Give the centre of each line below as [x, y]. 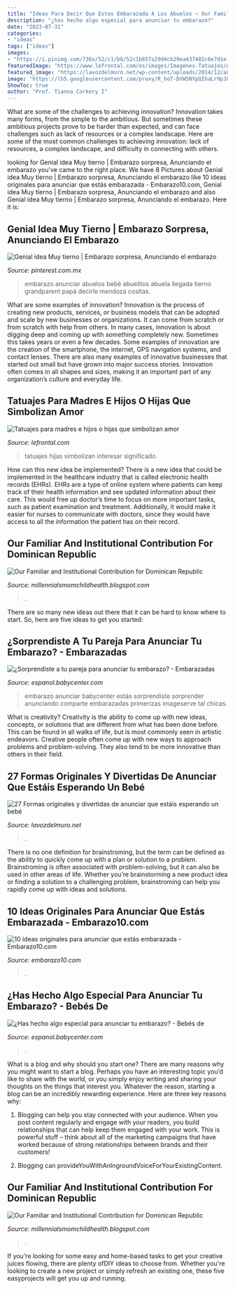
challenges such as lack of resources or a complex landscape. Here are [111, 134]
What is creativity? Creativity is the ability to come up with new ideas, [107, 717]
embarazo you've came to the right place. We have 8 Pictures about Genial [115, 170]
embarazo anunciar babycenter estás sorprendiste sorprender [114, 696]
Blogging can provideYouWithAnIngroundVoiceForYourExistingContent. [120, 1165]
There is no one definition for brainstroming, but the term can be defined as [116, 852]
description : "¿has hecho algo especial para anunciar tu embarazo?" [111, 20]
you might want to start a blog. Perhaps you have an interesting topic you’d [115, 1071]
